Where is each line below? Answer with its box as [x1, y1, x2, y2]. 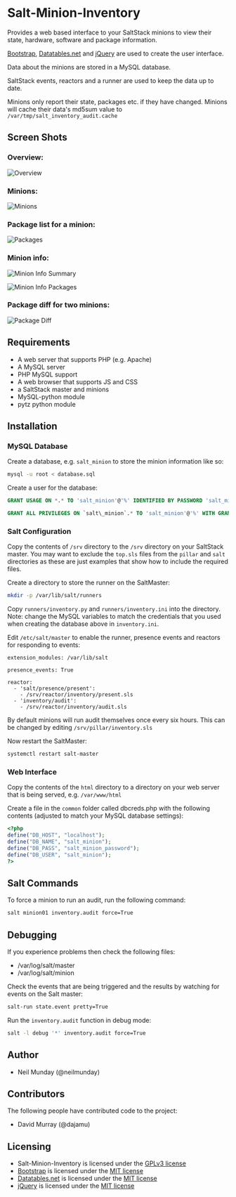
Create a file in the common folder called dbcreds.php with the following [7, 804, 211, 813]
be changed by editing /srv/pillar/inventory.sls [7, 724, 153, 732]
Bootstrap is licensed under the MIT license [17, 1167, 144, 1175]
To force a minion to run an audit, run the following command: [7, 896, 186, 904]
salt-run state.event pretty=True [7, 1003, 109, 1011]
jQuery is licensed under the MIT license [17, 1182, 135, 1190]
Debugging [7, 929, 58, 941]
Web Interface [7, 767, 58, 777]
